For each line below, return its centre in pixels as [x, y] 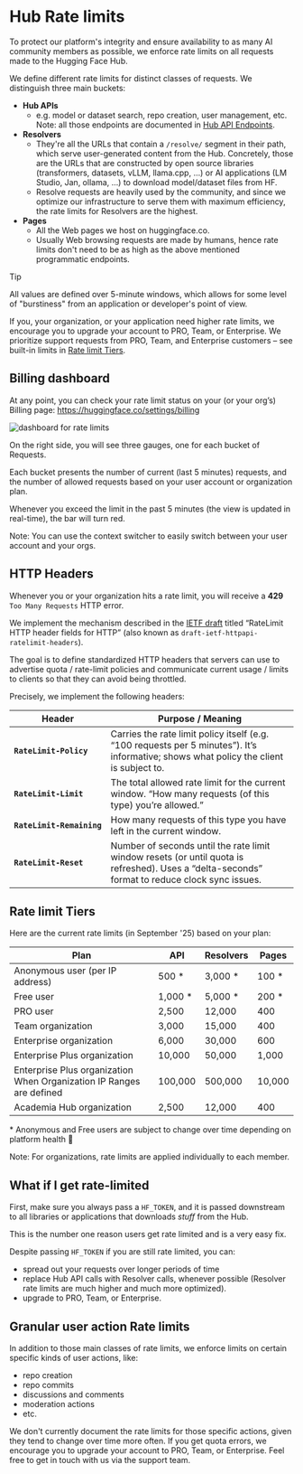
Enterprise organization [64, 1041]
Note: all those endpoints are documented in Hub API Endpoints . [155, 125]
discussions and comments [73, 1394]
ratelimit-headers [44, 643]
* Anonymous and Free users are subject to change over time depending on [150, 1130]
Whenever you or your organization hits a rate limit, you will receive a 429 [147, 596]
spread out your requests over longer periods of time [121, 1269]
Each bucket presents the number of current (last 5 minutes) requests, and [148, 472]
